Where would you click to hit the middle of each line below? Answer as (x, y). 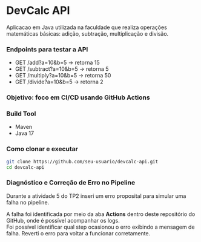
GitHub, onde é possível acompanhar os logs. (63, 220)
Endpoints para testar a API (47, 49)
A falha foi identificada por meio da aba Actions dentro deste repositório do (101, 214)
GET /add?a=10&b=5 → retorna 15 (57, 63)
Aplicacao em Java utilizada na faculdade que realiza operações (87, 27)
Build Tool (21, 114)
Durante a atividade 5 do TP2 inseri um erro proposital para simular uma (96, 196)
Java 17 (25, 133)
